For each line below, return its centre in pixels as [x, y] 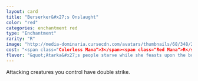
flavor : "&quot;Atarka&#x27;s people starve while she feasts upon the [96, 55]
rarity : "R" [21, 39]
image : [14, 45]
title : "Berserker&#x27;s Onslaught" [52, 17]
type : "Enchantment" [32, 33]
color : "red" [22, 22]
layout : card [22, 11]
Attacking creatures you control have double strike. [68, 72]
